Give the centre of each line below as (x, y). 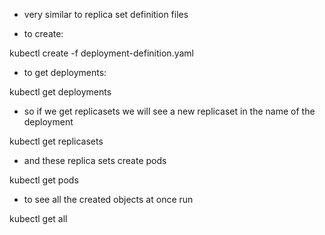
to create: (43, 33)
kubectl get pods (44, 180)
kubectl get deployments (60, 92)
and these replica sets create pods (95, 160)
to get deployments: (65, 72)
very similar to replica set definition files (106, 14)
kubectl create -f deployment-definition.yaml (101, 53)
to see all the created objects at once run (108, 199)
